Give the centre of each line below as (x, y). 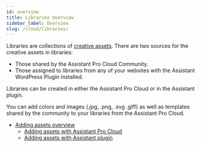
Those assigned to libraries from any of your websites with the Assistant (105, 71)
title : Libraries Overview (40, 18)
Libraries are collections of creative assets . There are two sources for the (97, 46)
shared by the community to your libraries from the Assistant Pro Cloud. (96, 113)
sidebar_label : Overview (37, 23)
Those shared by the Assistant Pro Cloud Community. (82, 64)
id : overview (23, 12)
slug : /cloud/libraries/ (37, 29)
